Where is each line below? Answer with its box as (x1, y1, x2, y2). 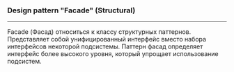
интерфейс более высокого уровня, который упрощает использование (7, 50, 219, 58)
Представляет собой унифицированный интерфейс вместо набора (7, 35, 207, 44)
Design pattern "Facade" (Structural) (7, 6, 136, 15)
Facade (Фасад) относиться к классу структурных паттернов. (7, 28, 192, 36)
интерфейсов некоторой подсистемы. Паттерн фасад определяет (7, 42, 203, 51)
